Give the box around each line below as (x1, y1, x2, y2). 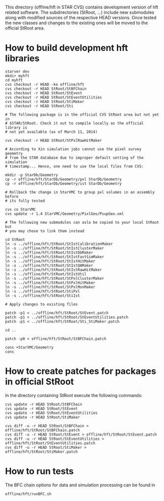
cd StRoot (5, 237, 26, 242)
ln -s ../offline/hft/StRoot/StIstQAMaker (5, 263, 93, 268)
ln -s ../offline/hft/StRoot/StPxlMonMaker (5, 284, 96, 290)
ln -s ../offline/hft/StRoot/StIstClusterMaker (5, 246, 105, 251)
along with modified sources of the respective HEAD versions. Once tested (5, 15, 157, 20)
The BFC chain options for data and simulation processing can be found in (5, 482, 156, 488)
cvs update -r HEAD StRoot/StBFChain (5, 401, 82, 407)
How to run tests (5, 466, 74, 477)
